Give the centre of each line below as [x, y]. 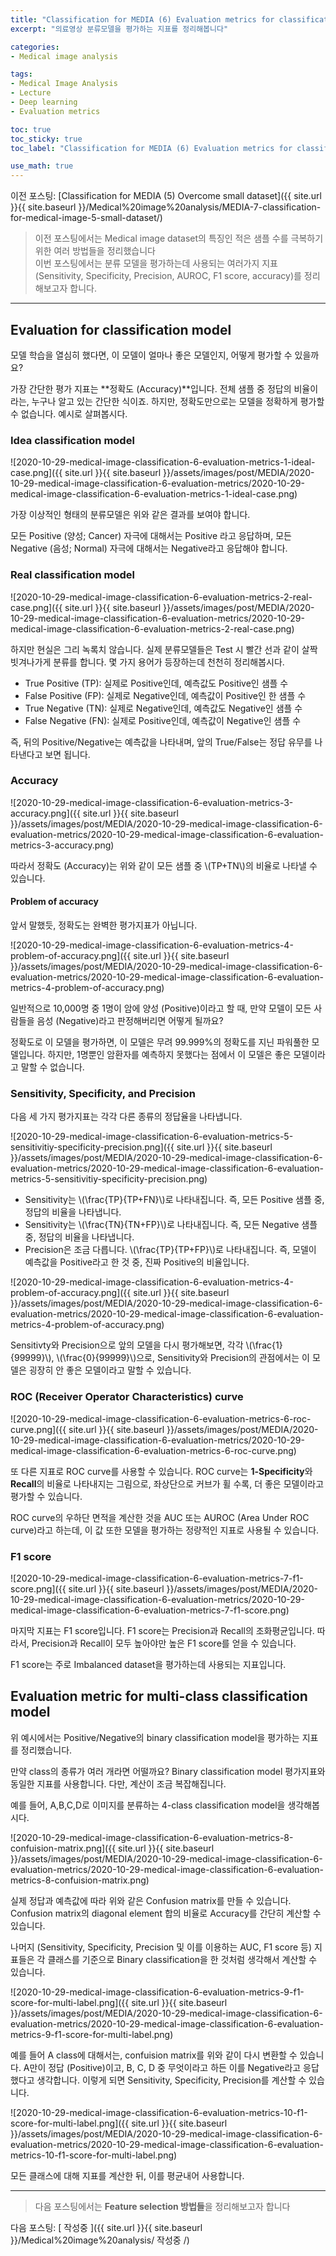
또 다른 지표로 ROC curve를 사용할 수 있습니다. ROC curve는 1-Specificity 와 [161, 1471]
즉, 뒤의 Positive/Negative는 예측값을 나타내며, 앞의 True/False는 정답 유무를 [161, 742]
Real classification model [72, 575]
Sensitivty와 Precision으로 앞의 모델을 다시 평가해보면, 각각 [127, 1345]
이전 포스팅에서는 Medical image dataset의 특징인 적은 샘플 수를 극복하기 [179, 238]
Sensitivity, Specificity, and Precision [103, 1093]
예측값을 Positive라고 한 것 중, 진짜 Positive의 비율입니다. [137, 1262]
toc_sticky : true [46, 139]
